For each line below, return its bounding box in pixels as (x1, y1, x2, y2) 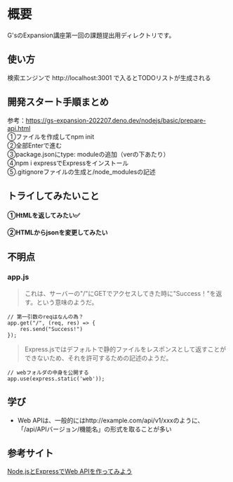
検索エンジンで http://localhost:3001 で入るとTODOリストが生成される (7, 73, 211, 82)
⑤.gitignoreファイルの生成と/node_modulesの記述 (7, 167, 156, 176)
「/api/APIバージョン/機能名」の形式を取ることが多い (17, 424, 172, 433)
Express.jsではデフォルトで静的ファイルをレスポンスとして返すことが (24, 345, 227, 353)
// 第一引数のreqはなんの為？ (7, 313, 84, 320)
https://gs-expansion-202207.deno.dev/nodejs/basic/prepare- (25, 116, 206, 124)
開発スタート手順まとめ (7, 96, 109, 108)
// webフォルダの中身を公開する (7, 369, 89, 376)
